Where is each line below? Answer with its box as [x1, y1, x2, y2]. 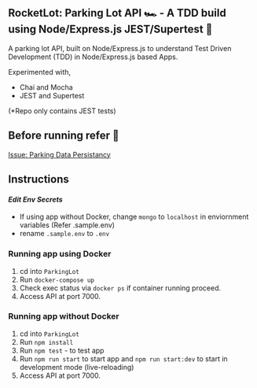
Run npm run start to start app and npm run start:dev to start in [19, 353, 228, 364]
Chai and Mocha [19, 82, 73, 92]
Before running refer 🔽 [8, 129, 119, 142]
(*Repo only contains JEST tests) [8, 105, 116, 116]
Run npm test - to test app [19, 346, 105, 355]
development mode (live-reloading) [19, 362, 134, 371]
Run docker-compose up [19, 275, 94, 284]
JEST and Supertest [19, 91, 85, 100]
